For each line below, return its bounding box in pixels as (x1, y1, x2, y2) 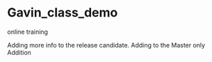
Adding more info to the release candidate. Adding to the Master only (7, 41, 206, 49)
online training (7, 28, 49, 36)
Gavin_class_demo (7, 5, 118, 21)
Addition (7, 48, 31, 56)
